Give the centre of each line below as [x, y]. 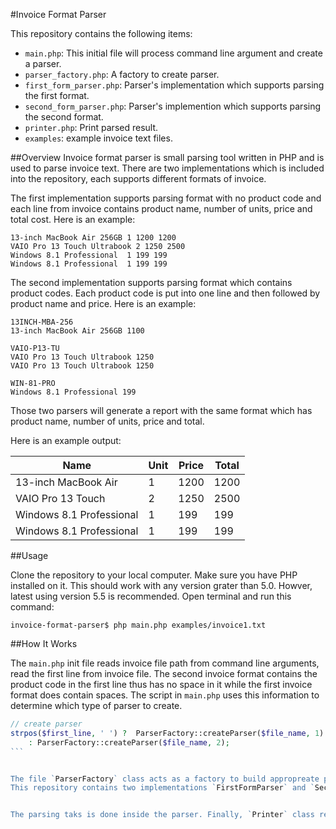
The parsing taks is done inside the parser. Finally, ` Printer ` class [162, 815]
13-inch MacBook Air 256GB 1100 [77, 331]
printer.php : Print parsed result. [91, 127]
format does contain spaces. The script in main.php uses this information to [165, 695]
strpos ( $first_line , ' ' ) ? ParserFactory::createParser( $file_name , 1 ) [167, 733]
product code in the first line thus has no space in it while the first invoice [161, 684]
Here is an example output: [66, 440]
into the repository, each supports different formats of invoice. [138, 178]
